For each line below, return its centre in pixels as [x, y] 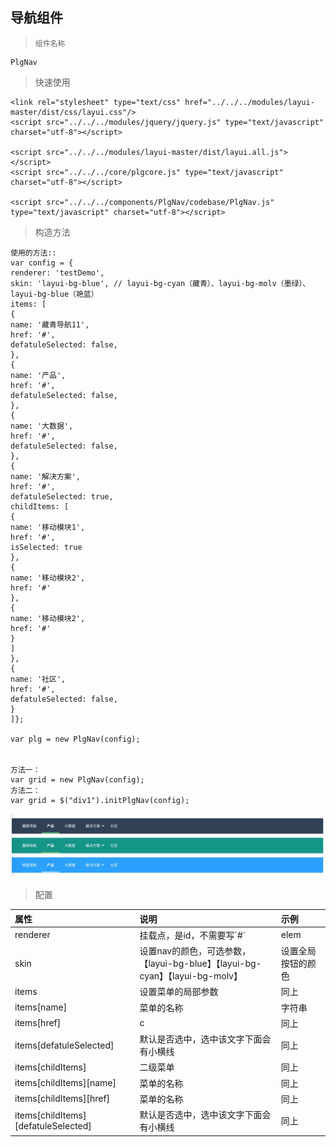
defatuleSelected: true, [62, 496]
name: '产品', [38, 375]
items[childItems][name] [65, 1083]
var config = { [42, 263]
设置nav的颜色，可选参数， [195, 951]
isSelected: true [46, 547]
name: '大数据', [42, 426]
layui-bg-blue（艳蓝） [54, 294]
